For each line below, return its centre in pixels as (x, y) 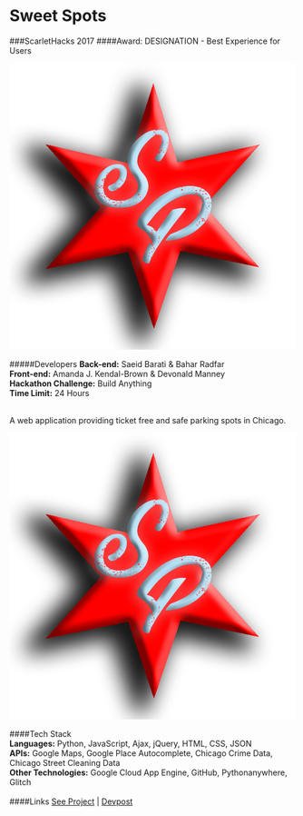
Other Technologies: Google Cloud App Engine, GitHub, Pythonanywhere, (148, 772)
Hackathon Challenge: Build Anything (81, 383)
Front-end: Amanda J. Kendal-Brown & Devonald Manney (117, 373)
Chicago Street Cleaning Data (65, 762)
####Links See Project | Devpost (71, 801)
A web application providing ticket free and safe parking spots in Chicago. (148, 420)
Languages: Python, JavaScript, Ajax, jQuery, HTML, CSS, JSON (131, 743)
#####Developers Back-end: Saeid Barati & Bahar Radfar (117, 363)
